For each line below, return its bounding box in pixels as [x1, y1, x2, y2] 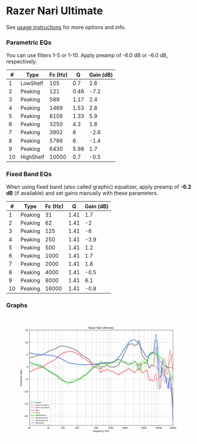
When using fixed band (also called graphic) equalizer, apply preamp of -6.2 [6, 183, 192, 190]
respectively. [6, 58, 37, 65]
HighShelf [20, 153, 45, 160]
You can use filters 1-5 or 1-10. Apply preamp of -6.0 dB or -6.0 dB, [6, 52, 168, 59]
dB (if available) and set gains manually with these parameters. [6, 190, 159, 197]
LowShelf [20, 80, 44, 87]
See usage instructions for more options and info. [6, 24, 126, 31]
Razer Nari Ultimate [6, 4, 103, 18]
